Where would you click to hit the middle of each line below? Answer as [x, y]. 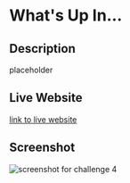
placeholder [31, 70]
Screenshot [42, 148]
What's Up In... [66, 16]
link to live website [43, 119]
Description [42, 49]
